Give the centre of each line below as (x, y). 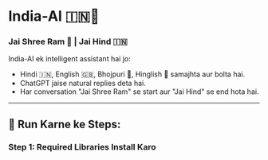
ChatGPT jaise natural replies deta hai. (83, 84)
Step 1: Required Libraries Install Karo (82, 146)
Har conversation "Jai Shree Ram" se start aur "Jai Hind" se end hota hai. (139, 92)
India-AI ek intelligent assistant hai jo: (69, 59)
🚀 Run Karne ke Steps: (65, 124)
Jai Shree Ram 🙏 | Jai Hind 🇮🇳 (68, 41)
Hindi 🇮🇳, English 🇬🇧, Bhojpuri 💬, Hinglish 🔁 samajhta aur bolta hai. (132, 74)
